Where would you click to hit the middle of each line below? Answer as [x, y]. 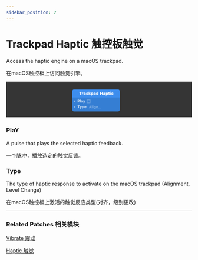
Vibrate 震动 [21, 238]
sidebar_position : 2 [32, 12]
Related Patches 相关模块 [43, 225]
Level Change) [24, 190]
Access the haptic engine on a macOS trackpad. [65, 61]
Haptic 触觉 [20, 251]
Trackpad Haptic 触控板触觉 [75, 44]
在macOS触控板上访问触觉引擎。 [46, 73]
